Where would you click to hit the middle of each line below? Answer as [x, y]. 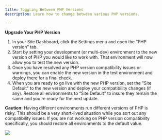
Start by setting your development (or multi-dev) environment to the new [85, 52]
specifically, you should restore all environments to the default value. [74, 123]
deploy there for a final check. [42, 78]
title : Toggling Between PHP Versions [44, 9]
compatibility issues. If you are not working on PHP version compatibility [77, 118]
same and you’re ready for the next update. [55, 98]
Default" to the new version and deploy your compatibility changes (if [81, 88]
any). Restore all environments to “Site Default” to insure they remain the [84, 93]
